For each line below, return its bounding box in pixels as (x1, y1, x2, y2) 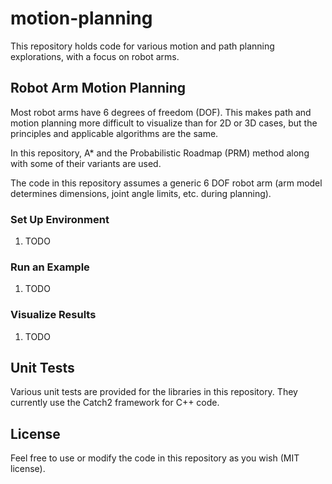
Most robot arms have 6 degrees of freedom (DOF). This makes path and (10, 106, 312, 118)
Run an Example (10, 260, 90, 274)
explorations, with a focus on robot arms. (10, 50, 180, 62)
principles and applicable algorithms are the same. (10, 127, 219, 139)
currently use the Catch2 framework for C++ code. (10, 397, 220, 409)
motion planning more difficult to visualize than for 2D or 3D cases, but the (10, 117, 318, 129)
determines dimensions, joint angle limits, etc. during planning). (10, 187, 272, 199)
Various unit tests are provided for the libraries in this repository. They (10, 386, 298, 398)
